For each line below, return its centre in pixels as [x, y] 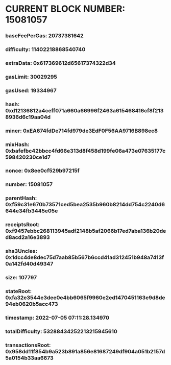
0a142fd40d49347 [29, 264]
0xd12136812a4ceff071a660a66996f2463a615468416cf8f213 [84, 110]
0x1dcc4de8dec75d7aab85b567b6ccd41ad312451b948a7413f [85, 257]
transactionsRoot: [28, 345]
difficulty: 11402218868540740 [45, 50]
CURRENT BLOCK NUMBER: [65, 9]
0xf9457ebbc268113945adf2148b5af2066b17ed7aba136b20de [86, 231]
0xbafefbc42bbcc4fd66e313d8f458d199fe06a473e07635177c [86, 151]
